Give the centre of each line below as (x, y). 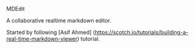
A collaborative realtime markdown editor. (59, 20)
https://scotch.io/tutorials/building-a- (141, 32)
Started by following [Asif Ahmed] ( (51, 32)
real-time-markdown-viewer (42, 39)
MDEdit (16, 9)
